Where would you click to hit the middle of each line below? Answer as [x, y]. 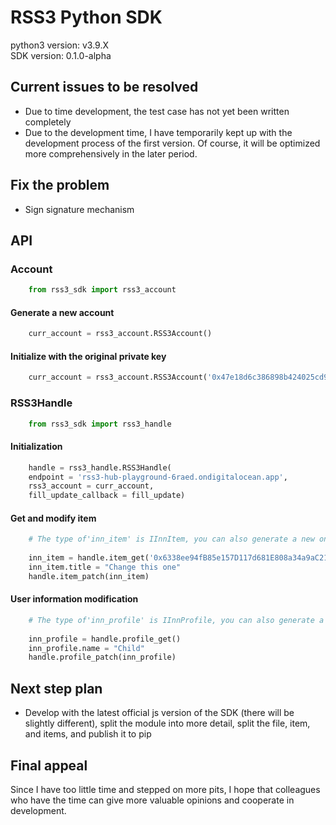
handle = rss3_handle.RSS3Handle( [100, 467]
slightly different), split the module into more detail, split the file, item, [167, 723]
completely [48, 122]
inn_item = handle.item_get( [89, 558]
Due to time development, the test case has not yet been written [157, 111]
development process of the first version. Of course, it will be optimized [172, 143]
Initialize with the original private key [88, 356]
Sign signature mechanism [79, 209]
